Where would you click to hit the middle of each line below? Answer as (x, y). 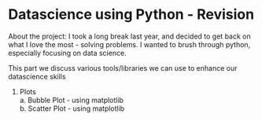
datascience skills (37, 76)
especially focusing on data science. (68, 53)
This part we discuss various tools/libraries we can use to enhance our (123, 68)
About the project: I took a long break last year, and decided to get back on (129, 36)
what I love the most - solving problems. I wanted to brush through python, (129, 44)
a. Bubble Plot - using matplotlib (72, 100)
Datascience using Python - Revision (131, 15)
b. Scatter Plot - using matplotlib (72, 108)
